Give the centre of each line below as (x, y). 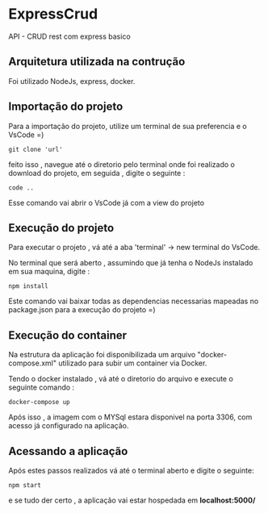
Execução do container (68, 335)
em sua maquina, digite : (49, 272)
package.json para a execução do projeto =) (82, 310)
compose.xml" (33, 363)
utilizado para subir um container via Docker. (132, 363)
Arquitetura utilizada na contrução (97, 62)
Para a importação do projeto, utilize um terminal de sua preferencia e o (128, 126)
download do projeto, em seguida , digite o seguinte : (97, 173)
